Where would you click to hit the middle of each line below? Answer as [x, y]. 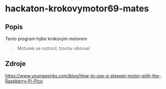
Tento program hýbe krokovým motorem [46, 39]
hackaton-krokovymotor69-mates [77, 9]
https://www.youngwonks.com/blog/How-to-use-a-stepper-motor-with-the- [83, 76]
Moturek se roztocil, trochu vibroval [53, 48]
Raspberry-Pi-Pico [24, 81]
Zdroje [16, 64]
